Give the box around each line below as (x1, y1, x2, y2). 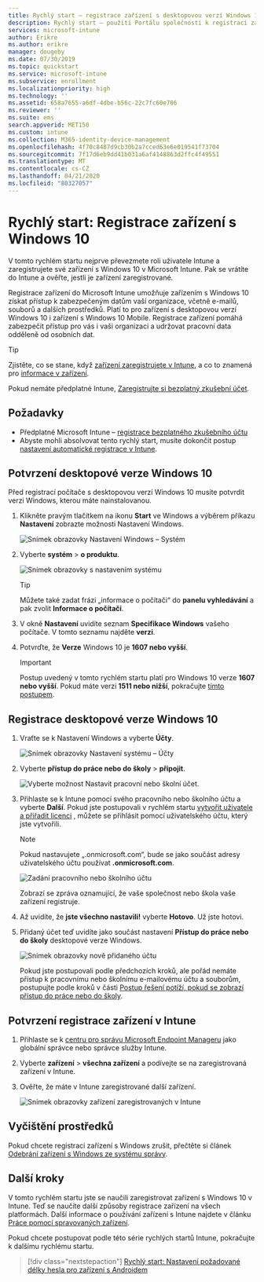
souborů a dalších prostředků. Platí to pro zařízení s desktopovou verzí (8, 304, 237, 314)
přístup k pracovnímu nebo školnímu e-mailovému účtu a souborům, (19, 975, 241, 984)
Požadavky (8, 406, 64, 420)
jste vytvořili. (19, 819, 61, 829)
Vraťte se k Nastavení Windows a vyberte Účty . (19, 734, 174, 743)
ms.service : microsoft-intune (8, 70, 108, 78)
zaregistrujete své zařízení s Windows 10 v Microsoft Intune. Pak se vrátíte (8, 264, 249, 273)
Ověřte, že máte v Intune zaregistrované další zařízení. (19, 1082, 196, 1091)
